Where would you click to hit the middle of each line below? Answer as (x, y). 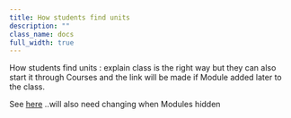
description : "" (40, 26)
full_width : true (42, 42)
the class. (27, 87)
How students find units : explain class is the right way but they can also (143, 68)
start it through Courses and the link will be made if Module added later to (146, 78)
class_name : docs (42, 34)
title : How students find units (70, 17)
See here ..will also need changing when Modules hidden (115, 105)
